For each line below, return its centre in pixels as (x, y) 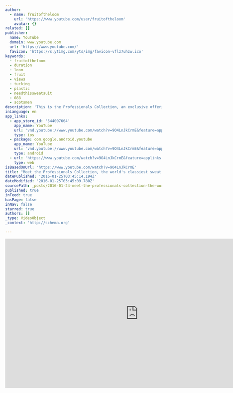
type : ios (24, 135)
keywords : (15, 56)
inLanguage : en (21, 112)
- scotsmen (21, 103)
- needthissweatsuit (31, 93)
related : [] (17, 28)
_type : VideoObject (25, 218)
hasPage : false (21, 200)
